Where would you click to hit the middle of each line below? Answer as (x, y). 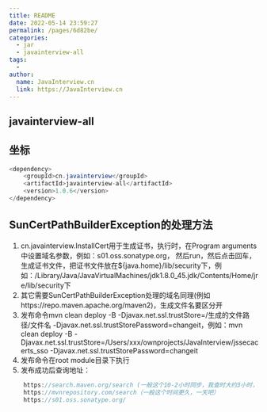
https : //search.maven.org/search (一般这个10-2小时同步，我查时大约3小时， (141, 385)
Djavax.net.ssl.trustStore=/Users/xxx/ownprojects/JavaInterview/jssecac (139, 342)
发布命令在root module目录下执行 (75, 360)
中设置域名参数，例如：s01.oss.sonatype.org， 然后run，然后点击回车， (138, 255)
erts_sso (34, 350)
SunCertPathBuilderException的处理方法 (111, 225)
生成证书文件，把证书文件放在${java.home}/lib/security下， (118, 265)
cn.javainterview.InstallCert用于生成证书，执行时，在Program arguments (138, 246)
